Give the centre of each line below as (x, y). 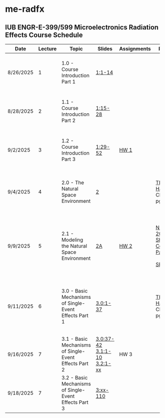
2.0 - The (73, 182)
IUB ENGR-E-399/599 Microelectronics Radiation (82, 27)
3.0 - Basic (74, 291)
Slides (105, 49)
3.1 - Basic (74, 339)
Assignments (135, 49)
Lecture (48, 49)
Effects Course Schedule (44, 35)
